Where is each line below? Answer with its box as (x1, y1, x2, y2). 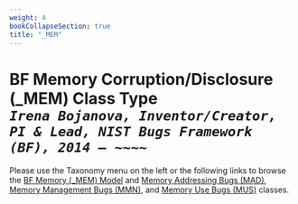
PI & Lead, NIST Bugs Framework (9, 123, 253, 140)
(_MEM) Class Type (9, 88, 158, 108)
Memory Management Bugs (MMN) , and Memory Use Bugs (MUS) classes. (9, 184, 290, 195)
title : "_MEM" (9, 30, 63, 39)
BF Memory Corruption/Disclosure (9, 69, 274, 89)
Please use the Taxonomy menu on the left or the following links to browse (9, 165, 286, 176)
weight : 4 (9, 13, 47, 23)
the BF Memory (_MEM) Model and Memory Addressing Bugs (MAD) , (9, 175, 267, 186)
